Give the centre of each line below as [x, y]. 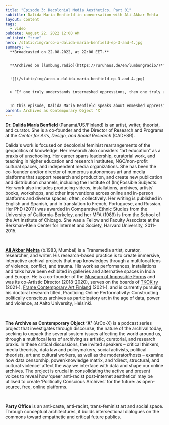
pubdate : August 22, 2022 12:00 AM [43, 33]
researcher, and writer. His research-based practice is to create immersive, [83, 255]
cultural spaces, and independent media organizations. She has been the [81, 166]
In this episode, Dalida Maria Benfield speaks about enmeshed [77, 106]
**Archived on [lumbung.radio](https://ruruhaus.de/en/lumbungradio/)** [88, 65]
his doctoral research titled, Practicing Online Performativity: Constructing [82, 292]
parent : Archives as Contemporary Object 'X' [54, 111]
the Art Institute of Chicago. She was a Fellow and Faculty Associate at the [82, 220]
